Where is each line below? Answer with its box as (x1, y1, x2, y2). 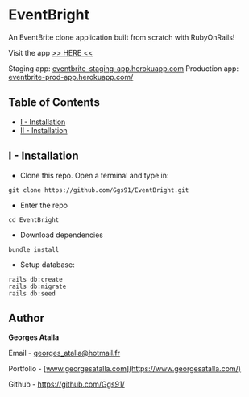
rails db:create (8, 275, 63, 283)
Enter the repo (19, 200, 68, 210)
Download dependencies (19, 230, 103, 240)
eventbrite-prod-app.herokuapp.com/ (8, 72, 134, 81)
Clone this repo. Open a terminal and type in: (19, 170, 169, 180)
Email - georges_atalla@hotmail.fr (8, 349, 121, 358)
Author (8, 311, 44, 324)
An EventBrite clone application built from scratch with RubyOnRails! (8, 32, 235, 42)
